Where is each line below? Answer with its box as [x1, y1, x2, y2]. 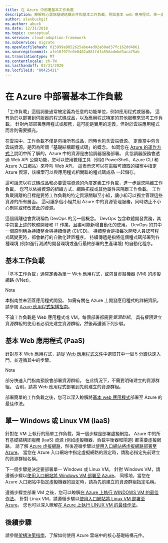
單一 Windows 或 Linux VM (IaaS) [5, 416, 110, 425]
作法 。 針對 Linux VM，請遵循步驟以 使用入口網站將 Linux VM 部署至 [5, 496, 145, 502]
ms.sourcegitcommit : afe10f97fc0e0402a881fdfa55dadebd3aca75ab [5, 49, 140, 54]
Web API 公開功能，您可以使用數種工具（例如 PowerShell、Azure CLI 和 [10, 156, 159, 163]
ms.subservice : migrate [5, 40, 55, 45]
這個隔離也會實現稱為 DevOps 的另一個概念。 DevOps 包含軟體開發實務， [5, 215, 157, 221]
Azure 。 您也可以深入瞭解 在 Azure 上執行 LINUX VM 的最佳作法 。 [5, 502, 140, 508]
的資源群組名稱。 [5, 456, 40, 462]
